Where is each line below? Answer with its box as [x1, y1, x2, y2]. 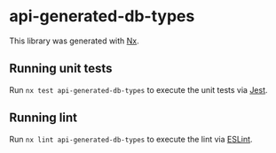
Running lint [9, 111, 78, 126]
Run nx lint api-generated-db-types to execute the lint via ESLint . [9, 134, 253, 144]
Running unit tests [9, 61, 113, 76]
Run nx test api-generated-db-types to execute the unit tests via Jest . [9, 84, 268, 95]
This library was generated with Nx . [9, 35, 139, 46]
